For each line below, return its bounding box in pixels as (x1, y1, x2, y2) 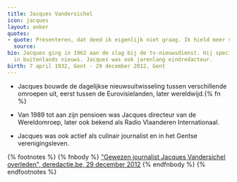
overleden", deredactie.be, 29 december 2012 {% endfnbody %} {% (7, 160, 206, 169)
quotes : (7, 30, 30, 37)
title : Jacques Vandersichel (7, 10, 93, 18)
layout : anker (7, 23, 49, 30)
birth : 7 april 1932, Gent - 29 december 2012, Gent (7, 63, 166, 70)
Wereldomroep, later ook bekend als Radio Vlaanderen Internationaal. (17, 117, 220, 126)
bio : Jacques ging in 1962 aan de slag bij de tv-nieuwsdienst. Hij (7, 50, 213, 57)
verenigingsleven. (17, 138, 69, 148)
